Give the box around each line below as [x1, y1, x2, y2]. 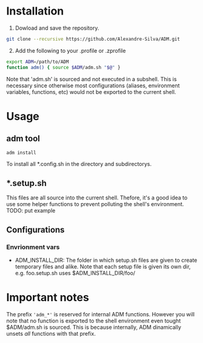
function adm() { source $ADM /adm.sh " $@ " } [6, 64, 121, 70]
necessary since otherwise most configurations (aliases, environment [6, 82, 180, 89]
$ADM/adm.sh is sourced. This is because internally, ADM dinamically [6, 323, 182, 331]
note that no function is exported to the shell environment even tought [6, 317, 181, 324]
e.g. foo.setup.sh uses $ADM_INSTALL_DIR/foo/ [15, 269, 136, 276]
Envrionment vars [6, 242, 60, 251]
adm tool [6, 133, 41, 144]
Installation [6, 4, 64, 18]
